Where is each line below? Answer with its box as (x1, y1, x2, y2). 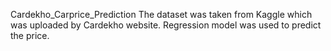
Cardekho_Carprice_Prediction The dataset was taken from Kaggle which (10, 9, 313, 20)
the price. (10, 30, 50, 41)
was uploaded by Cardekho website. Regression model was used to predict (10, 19, 322, 31)
